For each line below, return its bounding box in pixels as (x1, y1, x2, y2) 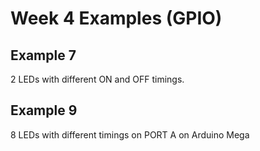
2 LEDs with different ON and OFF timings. (10, 73, 185, 85)
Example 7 (10, 47, 77, 64)
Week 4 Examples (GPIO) (10, 7, 223, 30)
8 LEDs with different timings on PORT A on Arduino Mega (10, 128, 250, 141)
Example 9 (10, 102, 78, 119)
